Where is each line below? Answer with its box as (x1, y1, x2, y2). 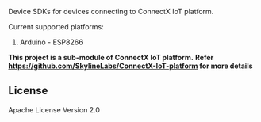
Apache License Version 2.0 (8, 105, 101, 114)
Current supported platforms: (8, 22, 105, 31)
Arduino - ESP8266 (19, 37, 83, 47)
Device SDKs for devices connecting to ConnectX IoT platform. (8, 7, 214, 16)
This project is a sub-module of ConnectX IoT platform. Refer (8, 53, 214, 62)
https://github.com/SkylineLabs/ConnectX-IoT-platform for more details (8, 61, 253, 71)
